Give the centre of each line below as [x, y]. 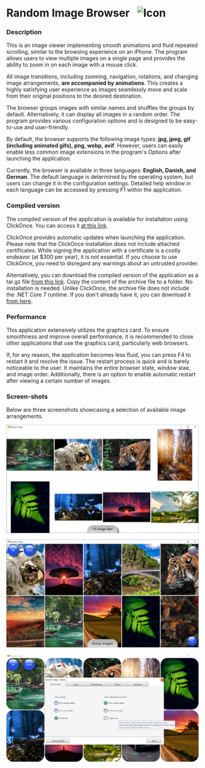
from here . [20, 301]
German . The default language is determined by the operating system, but [100, 177]
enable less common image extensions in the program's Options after [94, 152]
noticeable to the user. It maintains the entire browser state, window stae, [99, 368]
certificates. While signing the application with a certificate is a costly [94, 250]
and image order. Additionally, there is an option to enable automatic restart [101, 375]
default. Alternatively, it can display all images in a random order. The [93, 114]
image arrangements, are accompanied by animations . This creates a [95, 83]
